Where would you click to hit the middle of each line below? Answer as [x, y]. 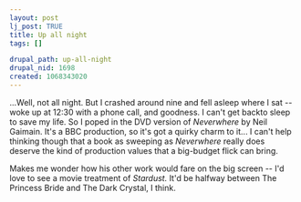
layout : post [34, 18]
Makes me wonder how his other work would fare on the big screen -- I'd [147, 168]
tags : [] [26, 43]
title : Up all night [49, 35]
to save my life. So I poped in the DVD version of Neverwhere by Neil [138, 121]
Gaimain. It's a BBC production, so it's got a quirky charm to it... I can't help [150, 131]
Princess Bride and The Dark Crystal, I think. [93, 187]
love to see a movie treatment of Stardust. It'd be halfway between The [143, 177]
